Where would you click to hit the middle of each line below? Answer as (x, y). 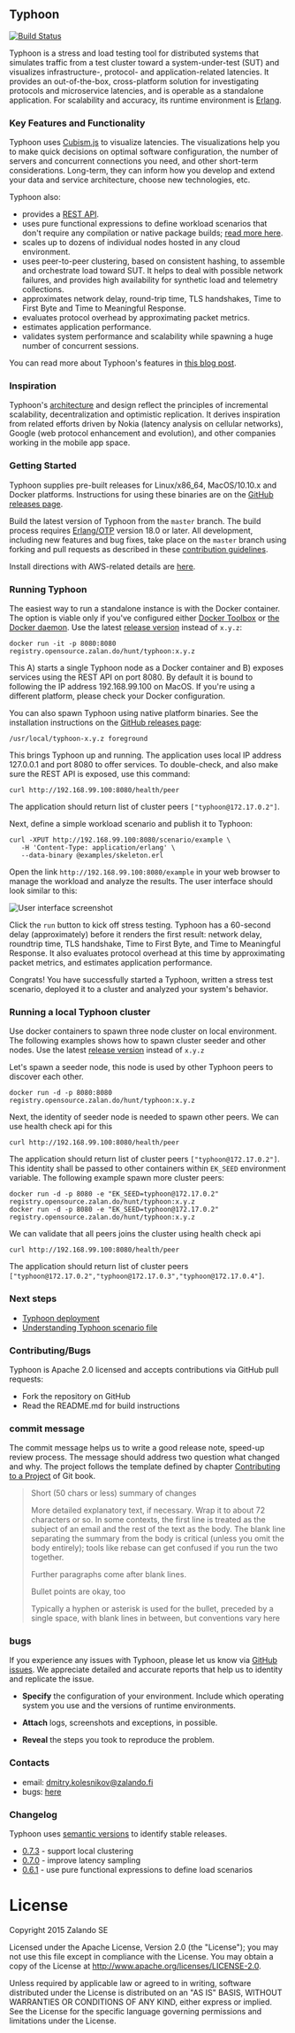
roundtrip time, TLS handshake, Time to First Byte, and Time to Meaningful (145, 943)
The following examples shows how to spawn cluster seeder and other (138, 1041)
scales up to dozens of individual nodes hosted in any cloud (131, 243)
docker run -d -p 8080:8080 (61, 1093)
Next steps (33, 1298)
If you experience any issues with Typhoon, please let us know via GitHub (144, 1660)
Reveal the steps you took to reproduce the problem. (118, 1740)
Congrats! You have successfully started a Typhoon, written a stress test (141, 980)
